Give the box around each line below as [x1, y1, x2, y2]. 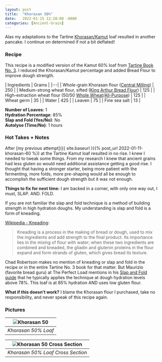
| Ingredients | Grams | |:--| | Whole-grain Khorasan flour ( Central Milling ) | [5, 82, 154, 88]
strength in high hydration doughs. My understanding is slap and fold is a [5, 205, 151, 211]
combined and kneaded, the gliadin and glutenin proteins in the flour [16, 244, 154, 250]
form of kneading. [5, 210, 41, 216]
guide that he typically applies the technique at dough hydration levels [5, 274, 146, 280]
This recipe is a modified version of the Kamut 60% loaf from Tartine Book [5, 62, 154, 68]
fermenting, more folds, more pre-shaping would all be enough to [5, 171, 136, 177]
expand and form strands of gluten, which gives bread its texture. [16, 250, 148, 255]
